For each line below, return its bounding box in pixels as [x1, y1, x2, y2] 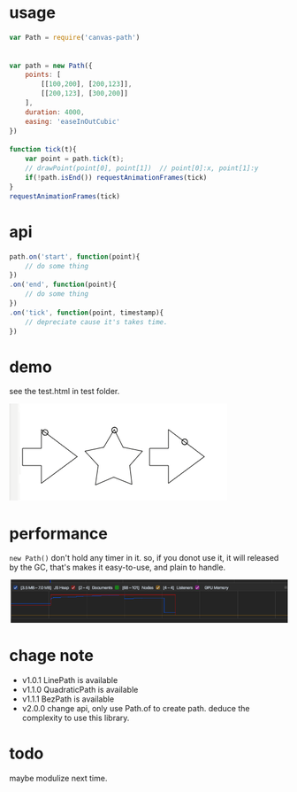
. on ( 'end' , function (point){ [9, 280, 117, 290]
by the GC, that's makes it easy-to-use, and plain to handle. [9, 562, 226, 573]
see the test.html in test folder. [9, 386, 120, 397]
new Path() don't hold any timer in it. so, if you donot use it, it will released [9, 553, 279, 563]
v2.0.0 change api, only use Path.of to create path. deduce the [21, 703, 250, 714]
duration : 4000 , [25, 107, 86, 117]
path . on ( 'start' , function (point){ [9, 252, 141, 261]
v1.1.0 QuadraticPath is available [21, 685, 139, 695]
